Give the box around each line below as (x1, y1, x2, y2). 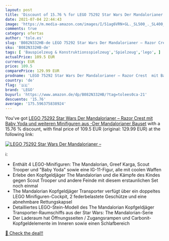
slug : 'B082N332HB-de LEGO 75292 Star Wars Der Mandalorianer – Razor (5, 40, 156, 45)
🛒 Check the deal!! (5, 230, 44, 236)
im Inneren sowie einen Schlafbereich (52, 220, 130, 226)
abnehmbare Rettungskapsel (12, 199, 72, 205)
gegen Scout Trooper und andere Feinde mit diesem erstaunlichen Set (12, 177, 158, 183)
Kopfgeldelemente (12, 220, 51, 226)
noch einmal (12, 183, 39, 189)
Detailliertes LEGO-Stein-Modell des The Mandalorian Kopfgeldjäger (12, 204, 154, 210)
